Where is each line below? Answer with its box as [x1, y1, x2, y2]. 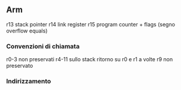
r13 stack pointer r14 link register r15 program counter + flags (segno [6, 20, 175, 28]
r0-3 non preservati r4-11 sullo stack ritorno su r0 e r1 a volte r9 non [6, 56, 173, 63]
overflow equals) [6, 27, 48, 34]
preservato [6, 62, 33, 70]
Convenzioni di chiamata [6, 42, 80, 50]
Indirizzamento [6, 77, 51, 86]
